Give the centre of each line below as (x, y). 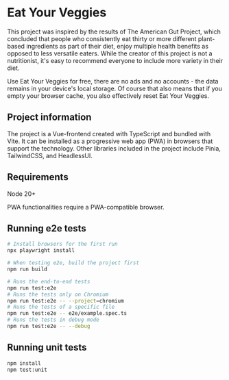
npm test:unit (27, 370)
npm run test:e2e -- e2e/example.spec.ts (67, 314)
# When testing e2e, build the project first (73, 263)
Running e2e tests (47, 228)
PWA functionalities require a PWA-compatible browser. (86, 207)
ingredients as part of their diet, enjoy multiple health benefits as (118, 46)
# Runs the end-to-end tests (49, 281)
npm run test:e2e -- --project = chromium (66, 301)
